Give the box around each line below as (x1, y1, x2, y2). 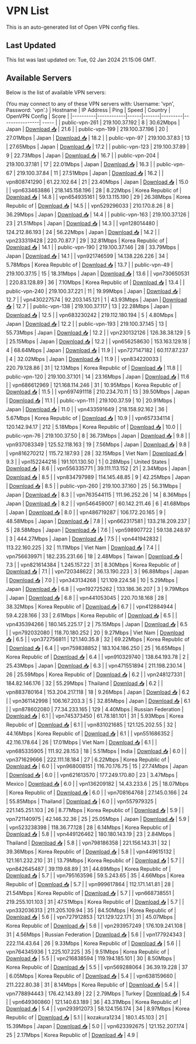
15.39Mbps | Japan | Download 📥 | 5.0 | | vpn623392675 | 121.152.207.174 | (6, 1022, 188, 1029)
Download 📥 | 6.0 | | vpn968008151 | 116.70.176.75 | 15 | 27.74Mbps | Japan (6, 762, 188, 769)
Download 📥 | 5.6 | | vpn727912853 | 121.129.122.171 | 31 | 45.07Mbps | (6, 913, 176, 920)
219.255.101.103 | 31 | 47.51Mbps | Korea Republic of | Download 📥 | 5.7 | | (6, 898, 184, 905)
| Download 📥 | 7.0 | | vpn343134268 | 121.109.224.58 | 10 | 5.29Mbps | (6, 576, 178, 583)
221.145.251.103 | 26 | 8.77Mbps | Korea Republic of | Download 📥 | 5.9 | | (6, 806, 184, 813)
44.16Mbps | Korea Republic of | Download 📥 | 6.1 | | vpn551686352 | (6, 729, 174, 737)
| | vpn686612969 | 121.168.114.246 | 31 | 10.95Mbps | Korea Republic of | (6, 381, 181, 388)
